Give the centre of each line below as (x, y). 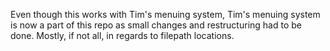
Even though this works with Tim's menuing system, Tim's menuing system (165, 14)
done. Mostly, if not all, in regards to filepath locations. (122, 35)
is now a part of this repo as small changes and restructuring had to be (156, 25)
